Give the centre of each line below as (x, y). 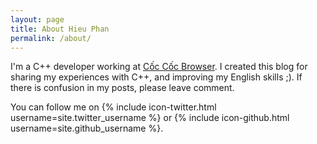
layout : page (37, 19)
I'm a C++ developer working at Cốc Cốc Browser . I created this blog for (159, 67)
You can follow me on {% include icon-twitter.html (113, 107)
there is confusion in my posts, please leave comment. (122, 88)
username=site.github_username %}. (87, 128)
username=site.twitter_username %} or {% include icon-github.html (150, 118)
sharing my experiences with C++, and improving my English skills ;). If (156, 77)
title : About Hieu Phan (60, 29)
